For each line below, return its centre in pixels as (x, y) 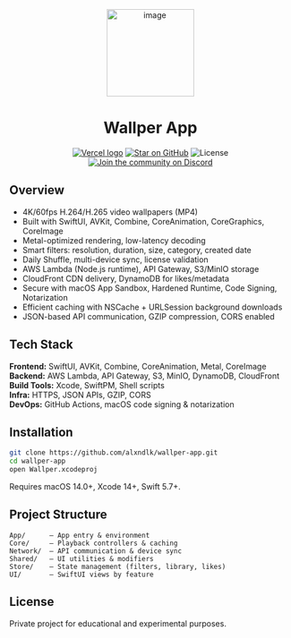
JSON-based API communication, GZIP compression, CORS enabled (148, 316)
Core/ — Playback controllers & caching (94, 543)
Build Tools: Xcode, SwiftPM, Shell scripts (87, 385)
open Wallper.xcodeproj (54, 470)
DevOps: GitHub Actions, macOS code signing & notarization (122, 404)
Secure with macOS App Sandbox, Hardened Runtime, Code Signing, (150, 288)
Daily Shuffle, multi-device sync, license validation (115, 259)
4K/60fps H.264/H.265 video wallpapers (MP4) (110, 212)
